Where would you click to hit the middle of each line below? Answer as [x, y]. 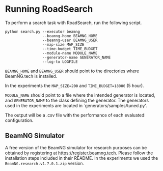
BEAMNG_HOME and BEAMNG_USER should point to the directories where [72, 71]
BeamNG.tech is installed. [31, 76]
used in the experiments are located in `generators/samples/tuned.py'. [76, 105]
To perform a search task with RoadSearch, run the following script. [74, 23]
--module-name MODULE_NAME [70, 53]
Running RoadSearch [49, 9]
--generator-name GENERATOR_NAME [77, 57]
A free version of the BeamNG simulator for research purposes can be [76, 147]
